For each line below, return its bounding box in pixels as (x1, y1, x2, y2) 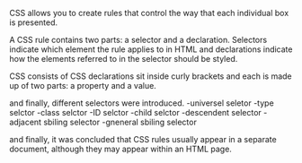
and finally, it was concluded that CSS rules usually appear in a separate (9, 134, 277, 144)
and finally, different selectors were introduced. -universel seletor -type (9, 98, 274, 108)
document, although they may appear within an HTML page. (9, 143, 232, 154)
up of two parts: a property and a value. (9, 81, 157, 90)
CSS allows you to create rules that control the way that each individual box (9, 8, 289, 18)
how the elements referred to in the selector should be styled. (9, 54, 238, 64)
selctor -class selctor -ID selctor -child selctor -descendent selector (9, 107, 262, 117)
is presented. (9, 17, 58, 28)
